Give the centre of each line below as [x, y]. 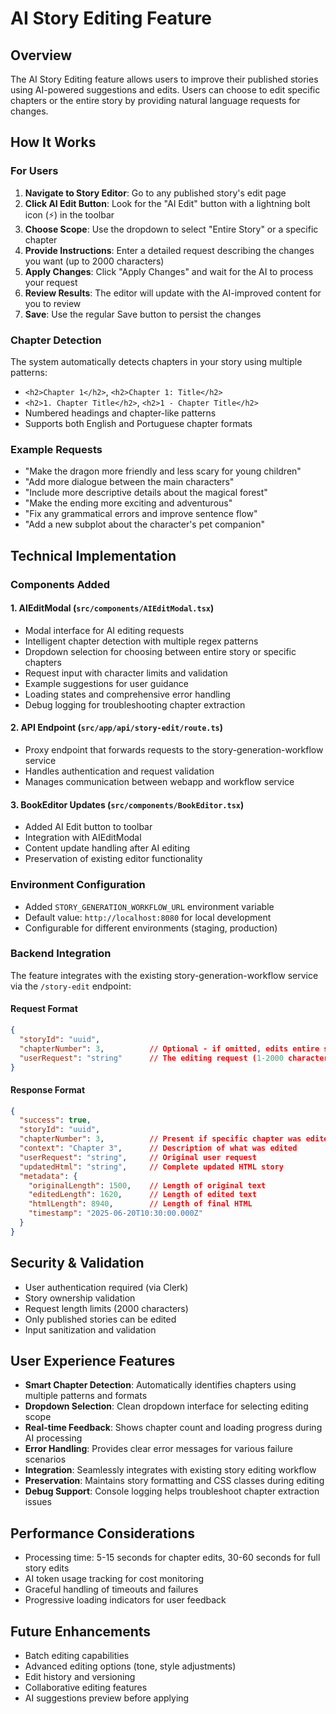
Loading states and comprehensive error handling [127, 694]
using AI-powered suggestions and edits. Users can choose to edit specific [165, 90]
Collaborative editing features [86, 1688]
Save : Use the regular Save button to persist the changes [143, 314]
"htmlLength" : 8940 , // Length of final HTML [140, 1204]
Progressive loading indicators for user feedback [125, 1600]
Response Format [48, 1089]
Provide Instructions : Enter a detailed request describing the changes [169, 250]
